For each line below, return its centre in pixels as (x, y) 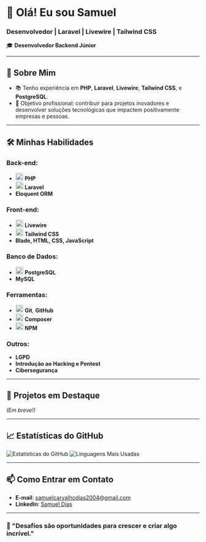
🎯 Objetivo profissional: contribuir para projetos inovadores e (92, 103)
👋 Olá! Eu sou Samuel (61, 13)
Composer (38, 319)
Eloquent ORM (34, 193)
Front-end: (23, 209)
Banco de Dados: (32, 257)
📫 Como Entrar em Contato (60, 480)
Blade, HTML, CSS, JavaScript (54, 241)
